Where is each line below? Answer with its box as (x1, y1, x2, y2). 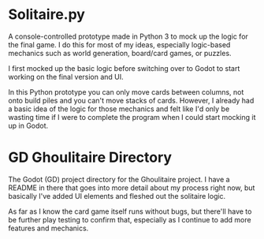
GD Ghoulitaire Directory (8, 148, 172, 166)
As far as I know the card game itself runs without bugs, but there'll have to (8, 207, 252, 216)
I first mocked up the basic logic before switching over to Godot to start (8, 63, 240, 73)
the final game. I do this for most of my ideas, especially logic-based (8, 39, 231, 49)
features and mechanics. (8, 223, 89, 233)
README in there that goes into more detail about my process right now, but (8, 183, 255, 192)
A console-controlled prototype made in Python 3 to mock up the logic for (8, 32, 248, 41)
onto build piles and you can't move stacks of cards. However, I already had (8, 95, 255, 105)
